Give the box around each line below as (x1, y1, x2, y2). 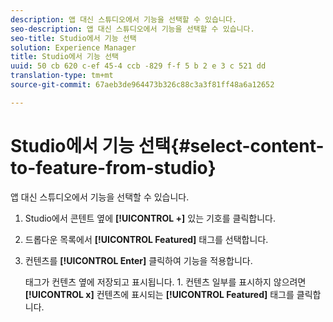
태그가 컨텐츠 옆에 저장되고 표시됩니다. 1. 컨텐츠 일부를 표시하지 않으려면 (24, 276, 307, 288)
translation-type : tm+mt (10, 71, 114, 81)
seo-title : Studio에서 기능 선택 (10, 33, 137, 43)
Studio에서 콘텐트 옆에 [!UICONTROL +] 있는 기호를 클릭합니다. (24, 212, 276, 224)
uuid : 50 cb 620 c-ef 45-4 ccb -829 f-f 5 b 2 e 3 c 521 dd (10, 61, 267, 71)
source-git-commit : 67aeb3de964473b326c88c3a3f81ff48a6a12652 (10, 80, 275, 90)
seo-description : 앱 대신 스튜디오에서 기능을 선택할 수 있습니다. (10, 24, 255, 34)
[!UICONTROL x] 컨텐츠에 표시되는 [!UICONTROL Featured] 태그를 (24, 288, 295, 300)
